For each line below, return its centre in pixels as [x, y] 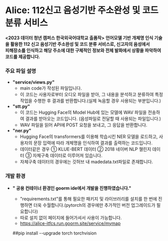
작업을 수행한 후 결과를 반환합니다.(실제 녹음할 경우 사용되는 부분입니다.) [91, 101]
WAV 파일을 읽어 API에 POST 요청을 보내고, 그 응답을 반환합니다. [83, 125]
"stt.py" [21, 107]
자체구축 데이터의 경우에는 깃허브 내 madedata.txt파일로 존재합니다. [87, 162]
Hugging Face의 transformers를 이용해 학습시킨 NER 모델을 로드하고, [89, 137]
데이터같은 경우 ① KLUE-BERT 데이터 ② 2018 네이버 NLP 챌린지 [86, 149]
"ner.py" [22, 131]
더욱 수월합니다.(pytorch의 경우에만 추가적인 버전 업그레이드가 [94, 205]
